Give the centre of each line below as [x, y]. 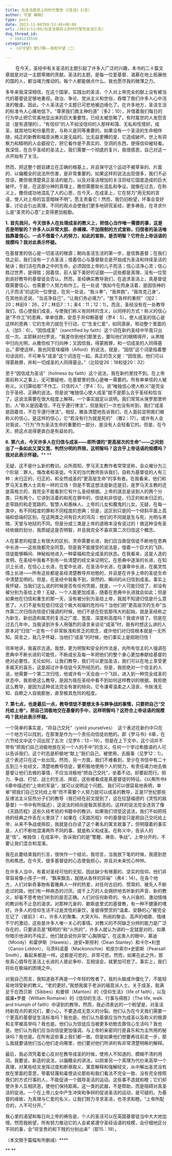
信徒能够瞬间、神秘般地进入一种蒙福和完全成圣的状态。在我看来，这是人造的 [86, 553]
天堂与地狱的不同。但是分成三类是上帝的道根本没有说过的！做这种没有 [88, 523]
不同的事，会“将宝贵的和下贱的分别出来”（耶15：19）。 [62, 1129]
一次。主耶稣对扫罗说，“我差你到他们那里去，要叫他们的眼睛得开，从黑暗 [87, 337]
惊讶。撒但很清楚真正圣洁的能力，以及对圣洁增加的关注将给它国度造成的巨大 [86, 180]
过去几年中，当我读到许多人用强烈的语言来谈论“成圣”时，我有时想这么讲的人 [86, 624]
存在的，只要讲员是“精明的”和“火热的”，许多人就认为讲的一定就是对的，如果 [85, 929]
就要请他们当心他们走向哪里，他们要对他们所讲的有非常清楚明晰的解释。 [90, 1043]
